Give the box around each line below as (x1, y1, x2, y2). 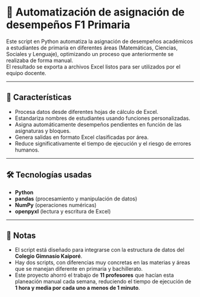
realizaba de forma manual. (6, 57, 73, 64)
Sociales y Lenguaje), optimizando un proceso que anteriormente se (6, 50, 174, 57)
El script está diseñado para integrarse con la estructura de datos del (14, 246, 185, 253)
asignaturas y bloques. (14, 127, 71, 134)
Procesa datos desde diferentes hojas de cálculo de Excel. (14, 108, 159, 115)
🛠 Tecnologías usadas (6, 170, 92, 180)
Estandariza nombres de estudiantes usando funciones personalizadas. (14, 115, 190, 122)
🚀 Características (6, 92, 72, 103)
